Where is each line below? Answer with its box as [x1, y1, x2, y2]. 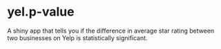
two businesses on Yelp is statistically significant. [7, 33, 148, 42]
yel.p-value [7, 4, 75, 20]
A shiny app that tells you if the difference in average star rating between [7, 27, 215, 35]
